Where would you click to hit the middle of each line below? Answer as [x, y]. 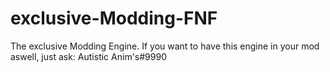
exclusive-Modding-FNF [114, 18]
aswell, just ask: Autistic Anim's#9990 [88, 56]
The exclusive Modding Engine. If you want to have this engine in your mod [165, 46]
